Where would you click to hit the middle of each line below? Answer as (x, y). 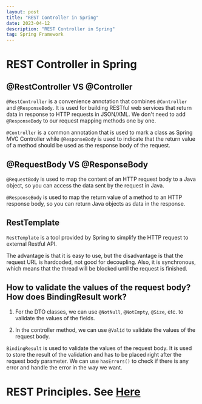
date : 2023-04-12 (28, 23)
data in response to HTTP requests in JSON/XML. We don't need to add (96, 114)
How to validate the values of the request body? (99, 288)
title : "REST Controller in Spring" (52, 18)
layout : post (23, 12)
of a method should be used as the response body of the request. (89, 146)
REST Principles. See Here (73, 392)
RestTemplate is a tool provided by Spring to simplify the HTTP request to (97, 237)
